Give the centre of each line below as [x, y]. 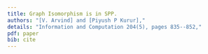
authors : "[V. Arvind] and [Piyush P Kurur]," [76, 20]
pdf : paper [23, 33]
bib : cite [22, 40]
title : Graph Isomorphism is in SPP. [62, 14]
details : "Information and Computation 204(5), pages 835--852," [104, 27]
